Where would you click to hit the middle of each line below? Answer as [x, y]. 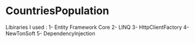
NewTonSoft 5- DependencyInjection [50, 33]
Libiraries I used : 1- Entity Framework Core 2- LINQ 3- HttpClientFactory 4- [97, 27]
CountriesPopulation [57, 11]
